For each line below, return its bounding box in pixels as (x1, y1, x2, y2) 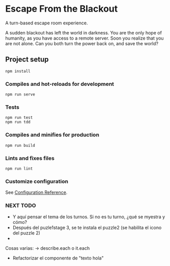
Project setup (5, 55, 49, 64)
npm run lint (5, 166, 33, 171)
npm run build (5, 143, 36, 148)
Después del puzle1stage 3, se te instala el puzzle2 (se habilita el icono (12, 224, 162, 230)
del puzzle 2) (12, 229, 41, 236)
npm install (5, 69, 31, 74)
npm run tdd (5, 120, 31, 125)
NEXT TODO (5, 202, 37, 209)
